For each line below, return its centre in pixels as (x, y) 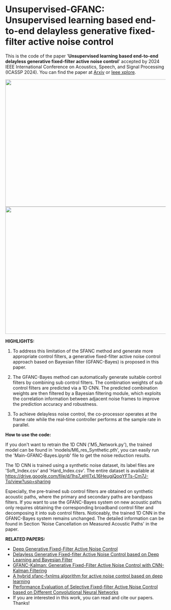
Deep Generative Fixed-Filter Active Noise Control (65, 549)
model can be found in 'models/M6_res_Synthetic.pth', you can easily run (82, 450)
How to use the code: (28, 434)
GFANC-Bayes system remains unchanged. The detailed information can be (85, 518)
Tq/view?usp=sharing (28, 481)
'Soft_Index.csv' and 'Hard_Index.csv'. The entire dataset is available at (80, 470)
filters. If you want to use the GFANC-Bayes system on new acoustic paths (83, 502)
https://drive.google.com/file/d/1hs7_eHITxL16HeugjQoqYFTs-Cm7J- (77, 476)
